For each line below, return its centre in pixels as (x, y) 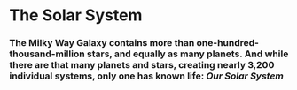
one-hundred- (228, 43)
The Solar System (76, 15)
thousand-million (47, 54)
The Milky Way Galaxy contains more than (102, 43)
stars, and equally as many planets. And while (188, 54)
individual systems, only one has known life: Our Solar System (146, 76)
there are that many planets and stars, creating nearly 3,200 (142, 65)
